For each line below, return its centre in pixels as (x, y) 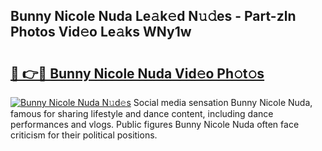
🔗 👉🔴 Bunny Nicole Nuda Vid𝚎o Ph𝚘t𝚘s (137, 73)
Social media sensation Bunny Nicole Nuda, (223, 102)
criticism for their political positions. (84, 135)
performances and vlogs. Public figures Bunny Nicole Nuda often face (155, 124)
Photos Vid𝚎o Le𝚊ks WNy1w (101, 32)
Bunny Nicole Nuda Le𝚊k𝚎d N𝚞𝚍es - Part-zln (153, 16)
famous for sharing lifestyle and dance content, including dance (142, 113)
